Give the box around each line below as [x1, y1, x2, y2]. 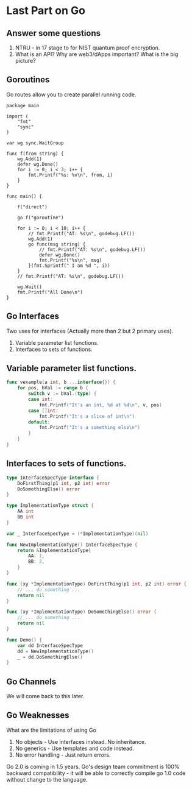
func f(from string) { [6, 150, 64, 157]
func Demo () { [6, 637, 43, 643]
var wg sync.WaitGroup [6, 140, 64, 146]
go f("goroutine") [17, 214, 64, 221]
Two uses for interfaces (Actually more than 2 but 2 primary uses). [6, 327, 174, 334]
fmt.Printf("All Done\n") [17, 289, 84, 295]
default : [28, 419, 51, 425]
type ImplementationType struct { [6, 503, 94, 509]
